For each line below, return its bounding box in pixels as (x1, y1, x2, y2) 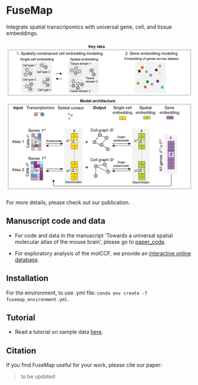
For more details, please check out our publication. (6, 199, 130, 206)
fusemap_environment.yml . (6, 295, 69, 302)
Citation (6, 346, 37, 356)
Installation (6, 273, 49, 283)
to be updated (20, 373, 55, 380)
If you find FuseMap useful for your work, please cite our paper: (6, 361, 162, 369)
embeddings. (6, 29, 39, 36)
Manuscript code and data (6, 216, 106, 226)
